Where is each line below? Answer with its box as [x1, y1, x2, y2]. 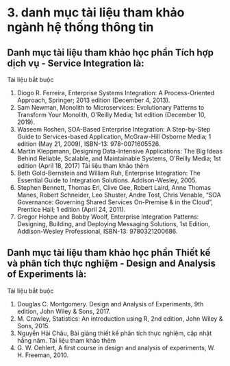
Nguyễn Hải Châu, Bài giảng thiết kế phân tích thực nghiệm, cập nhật [16, 329, 212, 337]
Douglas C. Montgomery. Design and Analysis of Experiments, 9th [16, 300, 204, 308]
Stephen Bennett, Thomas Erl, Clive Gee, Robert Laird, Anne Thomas [16, 184, 211, 191]
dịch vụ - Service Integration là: [7, 57, 144, 69]
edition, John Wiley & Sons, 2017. [16, 307, 111, 315]
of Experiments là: [7, 269, 87, 280]
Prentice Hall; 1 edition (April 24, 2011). [16, 206, 126, 213]
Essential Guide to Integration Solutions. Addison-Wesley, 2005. [16, 176, 197, 184]
